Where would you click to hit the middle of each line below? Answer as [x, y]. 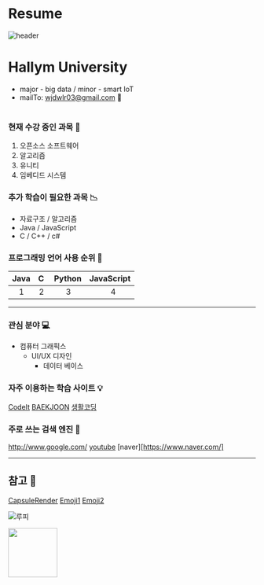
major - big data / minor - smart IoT [77, 89]
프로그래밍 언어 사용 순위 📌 [55, 258]
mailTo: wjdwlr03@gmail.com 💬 [70, 97]
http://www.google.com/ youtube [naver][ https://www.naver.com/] [116, 447]
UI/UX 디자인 [51, 356]
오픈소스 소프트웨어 [49, 145]
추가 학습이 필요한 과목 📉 [53, 197]
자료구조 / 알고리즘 [48, 219]
